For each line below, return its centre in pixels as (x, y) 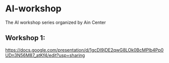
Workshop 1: (25, 38)
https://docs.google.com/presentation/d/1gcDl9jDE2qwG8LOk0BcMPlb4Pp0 (84, 50)
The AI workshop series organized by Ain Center (56, 22)
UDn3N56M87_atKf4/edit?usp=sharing (45, 55)
